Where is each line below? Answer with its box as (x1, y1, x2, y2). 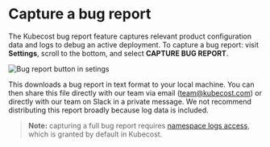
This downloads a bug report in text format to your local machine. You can (8, 80, 255, 89)
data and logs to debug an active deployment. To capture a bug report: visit (8, 39, 260, 49)
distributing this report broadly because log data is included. (8, 105, 210, 115)
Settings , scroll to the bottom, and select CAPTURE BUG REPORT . (8, 48, 229, 58)
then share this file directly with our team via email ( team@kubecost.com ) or (8, 88, 262, 97)
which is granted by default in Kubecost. (27, 129, 163, 139)
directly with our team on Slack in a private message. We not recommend (8, 96, 252, 106)
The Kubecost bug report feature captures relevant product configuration (8, 31, 252, 41)
